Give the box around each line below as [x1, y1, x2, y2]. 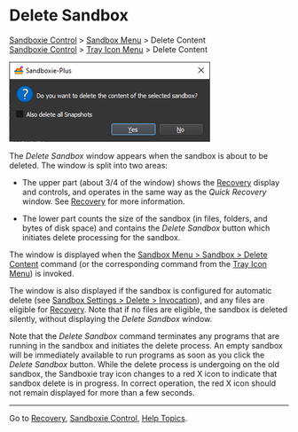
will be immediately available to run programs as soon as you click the [9, 350, 265, 360]
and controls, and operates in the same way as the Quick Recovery [21, 186, 267, 197]
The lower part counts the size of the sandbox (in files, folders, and [21, 213, 268, 224]
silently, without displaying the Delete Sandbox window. [9, 313, 213, 324]
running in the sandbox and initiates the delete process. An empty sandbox [9, 340, 284, 350]
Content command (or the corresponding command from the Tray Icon [9, 258, 268, 269]
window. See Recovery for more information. [21, 196, 185, 207]
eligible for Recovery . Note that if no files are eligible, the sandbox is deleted [9, 303, 288, 315]
